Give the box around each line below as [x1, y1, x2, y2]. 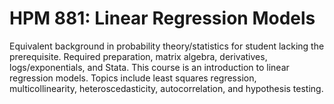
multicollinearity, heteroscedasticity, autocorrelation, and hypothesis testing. [9, 82, 324, 94]
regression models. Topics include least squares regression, [9, 72, 257, 84]
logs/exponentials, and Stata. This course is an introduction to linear [9, 61, 290, 73]
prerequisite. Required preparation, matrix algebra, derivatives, [9, 50, 268, 62]
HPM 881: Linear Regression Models [9, 7, 316, 30]
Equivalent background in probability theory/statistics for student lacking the [9, 40, 325, 52]
